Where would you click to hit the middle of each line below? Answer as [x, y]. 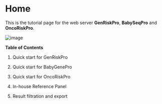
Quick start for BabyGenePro [42, 67]
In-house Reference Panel [39, 86]
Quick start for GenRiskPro [40, 57]
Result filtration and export [40, 96]
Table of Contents [24, 47]
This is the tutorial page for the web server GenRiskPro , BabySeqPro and [81, 23]
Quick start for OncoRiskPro [41, 76]
